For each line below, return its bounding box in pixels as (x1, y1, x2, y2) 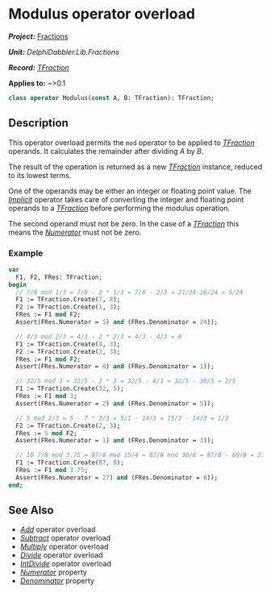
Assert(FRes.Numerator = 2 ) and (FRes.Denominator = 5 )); (15, 400, 215, 408)
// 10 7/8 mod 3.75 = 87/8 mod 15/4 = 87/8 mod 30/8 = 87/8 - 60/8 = (15, 451, 254, 459)
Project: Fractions (8, 31, 69, 41)
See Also (8, 504, 54, 517)
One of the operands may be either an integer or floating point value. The (8, 186, 252, 196)
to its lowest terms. (8, 170, 72, 180)
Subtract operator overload (19, 533, 111, 543)
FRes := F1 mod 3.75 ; (15, 467, 89, 475)
